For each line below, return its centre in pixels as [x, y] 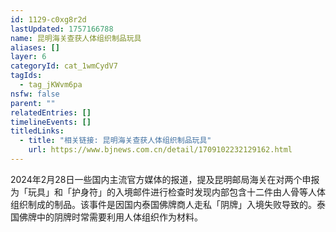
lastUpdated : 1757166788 [62, 29]
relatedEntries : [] [51, 112]
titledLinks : [37, 131]
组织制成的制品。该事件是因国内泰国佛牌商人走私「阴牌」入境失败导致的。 [163, 204]
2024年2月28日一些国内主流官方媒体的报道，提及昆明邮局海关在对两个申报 [165, 179]
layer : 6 [28, 57]
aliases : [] [35, 47]
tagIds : [26, 76]
